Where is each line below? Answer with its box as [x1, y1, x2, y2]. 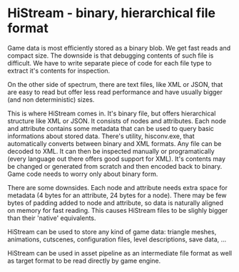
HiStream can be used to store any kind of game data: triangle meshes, [7, 227, 217, 236]
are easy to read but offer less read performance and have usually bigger [7, 88, 223, 96]
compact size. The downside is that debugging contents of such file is [7, 51, 214, 60]
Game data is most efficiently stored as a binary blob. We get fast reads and [7, 43, 231, 52]
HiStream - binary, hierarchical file [7, 5, 216, 21]
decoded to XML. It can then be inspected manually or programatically [7, 147, 215, 155]
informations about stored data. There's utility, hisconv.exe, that [7, 132, 195, 140]
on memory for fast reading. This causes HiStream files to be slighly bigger [7, 206, 228, 214]
